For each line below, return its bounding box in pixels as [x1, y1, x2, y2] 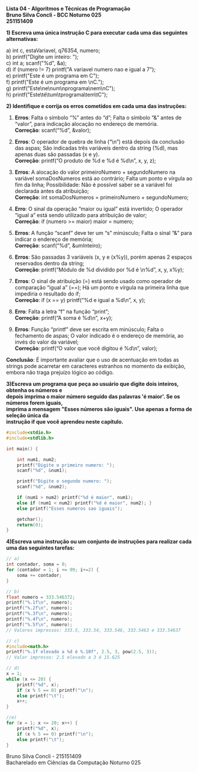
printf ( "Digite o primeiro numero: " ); [17, 462, 115, 468]
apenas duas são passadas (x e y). [14, 151, 100, 158]
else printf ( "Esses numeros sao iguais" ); [17, 506, 123, 512]
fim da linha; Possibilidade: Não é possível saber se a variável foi [14, 181, 173, 188]
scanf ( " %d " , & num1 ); [17, 468, 67, 474]
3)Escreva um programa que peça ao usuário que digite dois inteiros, [6, 380, 179, 387]
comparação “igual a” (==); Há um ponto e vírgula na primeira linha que [14, 284, 189, 291]
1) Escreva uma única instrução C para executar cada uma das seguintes [6, 29, 188, 36]
